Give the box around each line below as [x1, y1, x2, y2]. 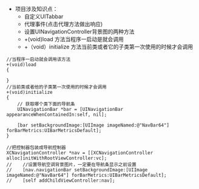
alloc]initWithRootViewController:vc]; [6, 155, 107, 161]
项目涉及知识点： [15, 5, 58, 12]
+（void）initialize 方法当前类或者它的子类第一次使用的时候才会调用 [24, 43, 194, 50]
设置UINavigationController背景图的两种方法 [24, 28, 135, 35]
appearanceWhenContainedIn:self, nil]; [6, 111, 107, 118]
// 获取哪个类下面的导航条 [17, 101, 75, 107]
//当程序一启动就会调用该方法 [6, 56, 71, 62]
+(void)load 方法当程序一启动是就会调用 [24, 36, 124, 42]
